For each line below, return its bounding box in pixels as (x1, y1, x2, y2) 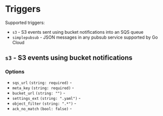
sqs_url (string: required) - (12, 79, 72, 85)
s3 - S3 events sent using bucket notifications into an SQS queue (12, 29, 144, 35)
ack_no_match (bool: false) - (12, 105, 72, 111)
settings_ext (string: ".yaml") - (12, 95, 81, 101)
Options (5, 69, 25, 75)
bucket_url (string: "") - (12, 90, 65, 96)
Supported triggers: (5, 20, 45, 25)
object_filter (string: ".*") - (12, 100, 77, 106)
